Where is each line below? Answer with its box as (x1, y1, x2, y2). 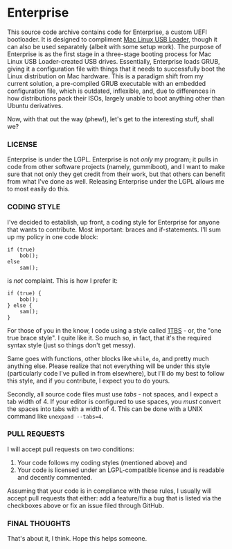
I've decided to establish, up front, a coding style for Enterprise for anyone (7, 218, 220, 226)
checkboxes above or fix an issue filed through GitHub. (7, 501, 164, 509)
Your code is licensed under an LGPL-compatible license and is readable (17, 466, 225, 474)
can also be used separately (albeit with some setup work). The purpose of (7, 42, 222, 51)
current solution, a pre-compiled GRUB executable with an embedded (7, 79, 206, 87)
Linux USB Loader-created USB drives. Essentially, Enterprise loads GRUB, (7, 57, 220, 65)
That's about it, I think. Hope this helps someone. (7, 534, 148, 543)
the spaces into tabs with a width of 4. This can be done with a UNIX (7, 404, 203, 413)
